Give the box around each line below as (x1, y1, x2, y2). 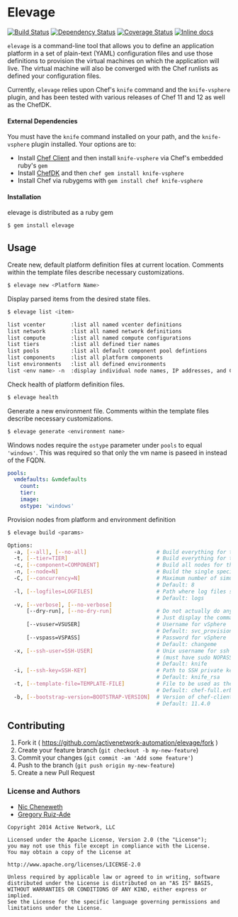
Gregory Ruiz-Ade (17, 810, 71, 818)
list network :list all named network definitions (7, 328, 182, 335)
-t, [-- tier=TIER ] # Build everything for (13, 555, 227, 562)
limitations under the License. (7, 904, 103, 911)
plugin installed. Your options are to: (31, 140, 137, 149)
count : (20, 483, 40, 490)
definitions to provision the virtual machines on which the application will (7, 56, 220, 65)
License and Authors (7, 787, 81, 796)
